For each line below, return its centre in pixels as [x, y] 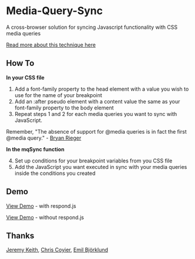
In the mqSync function [35, 149]
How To [20, 63]
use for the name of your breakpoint [58, 95]
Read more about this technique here [51, 45]
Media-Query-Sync [55, 11]
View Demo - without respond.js [45, 217]
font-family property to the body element [64, 108]
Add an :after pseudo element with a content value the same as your [97, 101]
